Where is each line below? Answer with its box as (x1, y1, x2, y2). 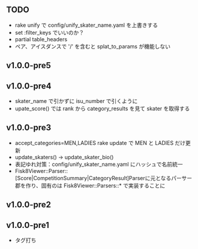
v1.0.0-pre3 (6, 123, 52, 133)
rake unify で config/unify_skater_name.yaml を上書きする (14, 21, 158, 29)
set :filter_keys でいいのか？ (14, 29, 85, 36)
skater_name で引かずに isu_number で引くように (14, 98, 138, 105)
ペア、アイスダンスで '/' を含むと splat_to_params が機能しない (14, 42, 171, 50)
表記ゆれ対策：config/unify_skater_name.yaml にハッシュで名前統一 (14, 160, 183, 168)
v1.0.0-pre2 (6, 200, 51, 210)
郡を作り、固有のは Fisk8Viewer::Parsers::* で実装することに (14, 182, 166, 189)
